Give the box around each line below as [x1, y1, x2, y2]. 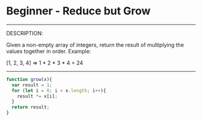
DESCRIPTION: [6, 29, 43, 37]
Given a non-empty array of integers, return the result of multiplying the [6, 41, 185, 49]
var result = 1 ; [11, 82, 52, 88]
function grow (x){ [6, 76, 52, 82]
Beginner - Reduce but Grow [6, 4, 151, 18]
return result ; [11, 104, 50, 110]
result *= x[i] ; [17, 93, 58, 99]
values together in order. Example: [6, 47, 91, 55]
